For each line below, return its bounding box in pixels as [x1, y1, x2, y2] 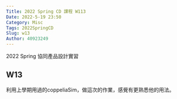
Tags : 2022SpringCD [6, 25, 54, 31]
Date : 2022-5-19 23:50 [6, 14, 62, 20]
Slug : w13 [6, 30, 30, 36]
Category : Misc [6, 19, 43, 25]
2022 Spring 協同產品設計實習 [6, 53, 79, 59]
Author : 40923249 [6, 36, 49, 42]
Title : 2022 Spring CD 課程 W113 [6, 8, 86, 15]
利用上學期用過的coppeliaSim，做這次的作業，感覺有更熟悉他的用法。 [6, 86, 175, 93]
